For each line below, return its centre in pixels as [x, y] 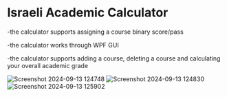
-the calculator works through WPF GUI [63, 45]
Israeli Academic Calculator [88, 13]
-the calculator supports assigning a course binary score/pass [95, 32]
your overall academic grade [47, 65]
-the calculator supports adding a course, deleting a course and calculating [114, 58]
